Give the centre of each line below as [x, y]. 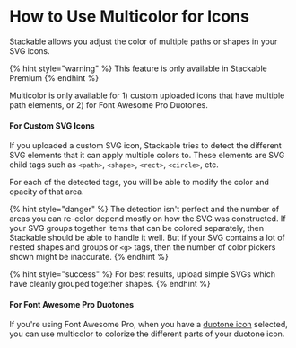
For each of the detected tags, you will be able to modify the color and [139, 183]
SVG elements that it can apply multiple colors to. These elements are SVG [147, 156]
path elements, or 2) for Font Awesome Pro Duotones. [109, 104]
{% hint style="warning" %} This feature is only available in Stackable [138, 68]
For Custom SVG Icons [52, 125]
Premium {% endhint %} [54, 77]
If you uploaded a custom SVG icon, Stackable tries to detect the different [146, 146]
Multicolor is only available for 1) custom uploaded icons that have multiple [147, 95]
